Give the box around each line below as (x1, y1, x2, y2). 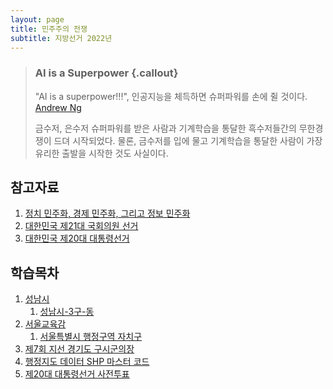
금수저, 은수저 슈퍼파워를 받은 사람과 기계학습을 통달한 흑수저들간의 (34, 122, 297, 134)
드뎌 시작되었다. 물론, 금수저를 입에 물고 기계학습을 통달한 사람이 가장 (53, 134, 323, 146)
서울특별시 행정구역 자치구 (39, 331, 143, 343)
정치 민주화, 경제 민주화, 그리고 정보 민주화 (24, 207, 191, 220)
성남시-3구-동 (39, 306, 95, 318)
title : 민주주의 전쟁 (10, 24, 88, 34)
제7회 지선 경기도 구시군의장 (24, 343, 135, 355)
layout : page (10, 14, 65, 25)
